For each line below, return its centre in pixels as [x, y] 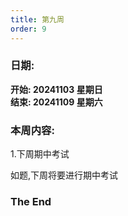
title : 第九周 [37, 19]
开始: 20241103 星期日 [56, 89]
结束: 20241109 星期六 [56, 102]
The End [31, 202]
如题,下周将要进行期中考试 [64, 175]
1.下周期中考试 [40, 154]
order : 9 [28, 29]
